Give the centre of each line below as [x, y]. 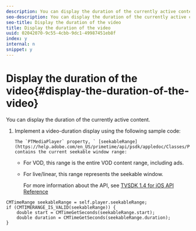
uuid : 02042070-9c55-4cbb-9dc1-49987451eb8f [61, 33]
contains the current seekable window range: [71, 152]
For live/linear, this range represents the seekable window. [93, 174]
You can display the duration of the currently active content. [78, 119]
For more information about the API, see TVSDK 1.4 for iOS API [98, 185]
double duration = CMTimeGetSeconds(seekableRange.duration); [94, 218]
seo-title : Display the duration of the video [64, 22]
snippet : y [19, 50]
